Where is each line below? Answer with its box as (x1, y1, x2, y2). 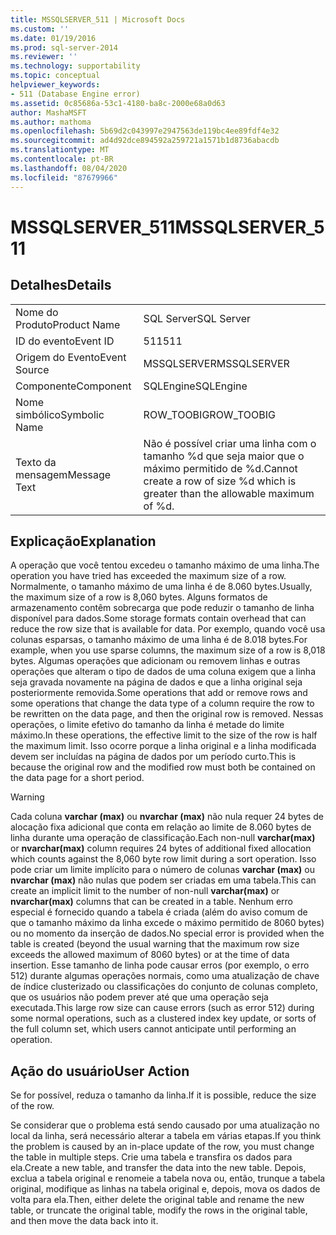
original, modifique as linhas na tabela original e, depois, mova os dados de (10, 1183, 321, 1195)
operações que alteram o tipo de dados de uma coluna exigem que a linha (10, 666, 317, 678)
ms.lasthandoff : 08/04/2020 (10, 163, 128, 173)
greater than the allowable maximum (143, 486, 315, 500)
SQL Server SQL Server (143, 311, 252, 325)
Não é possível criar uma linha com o (143, 436, 317, 450)
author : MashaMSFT (10, 107, 87, 118)
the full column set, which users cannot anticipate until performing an (10, 1023, 297, 1035)
